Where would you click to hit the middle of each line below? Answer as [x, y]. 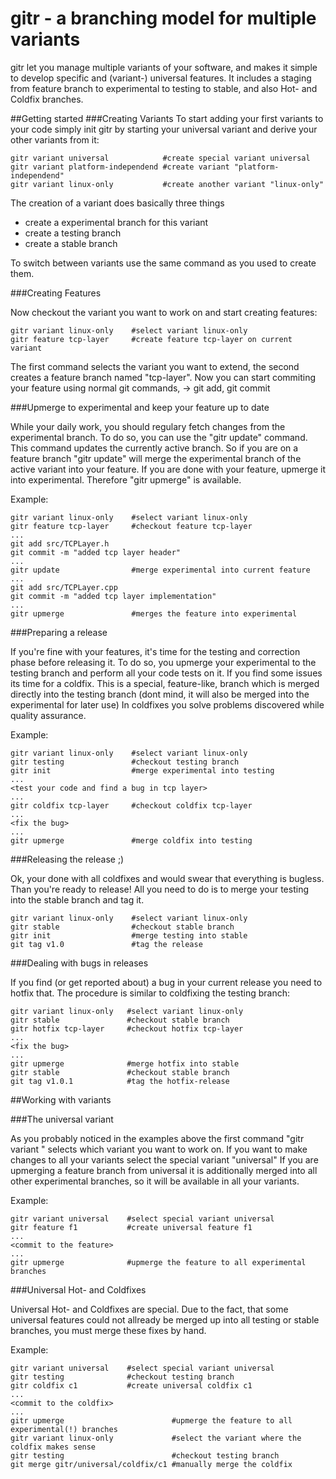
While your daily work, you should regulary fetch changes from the [148, 426]
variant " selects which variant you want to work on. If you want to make [159, 1149]
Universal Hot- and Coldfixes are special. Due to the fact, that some [149, 1309]
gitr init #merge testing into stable [129, 935]
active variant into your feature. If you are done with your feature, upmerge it [168, 469]
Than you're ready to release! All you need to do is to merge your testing [159, 889]
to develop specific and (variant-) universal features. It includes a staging [161, 78]
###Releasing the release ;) [67, 859]
